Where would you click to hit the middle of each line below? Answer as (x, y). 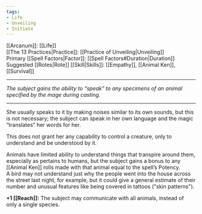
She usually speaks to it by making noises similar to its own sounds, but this (100, 112)
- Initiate (20, 29)
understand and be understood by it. (52, 143)
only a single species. (33, 204)
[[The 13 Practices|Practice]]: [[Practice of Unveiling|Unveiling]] (85, 52)
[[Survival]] (20, 71)
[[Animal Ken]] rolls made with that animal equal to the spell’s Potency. (93, 167)
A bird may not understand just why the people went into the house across (99, 174)
